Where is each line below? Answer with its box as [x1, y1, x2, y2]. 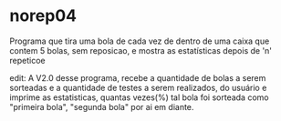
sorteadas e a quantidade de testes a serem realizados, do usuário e [9, 82, 267, 93]
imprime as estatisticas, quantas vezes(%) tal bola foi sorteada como [9, 92, 269, 103]
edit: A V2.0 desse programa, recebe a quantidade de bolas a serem [9, 72, 266, 83]
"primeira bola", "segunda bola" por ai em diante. [9, 101, 194, 112]
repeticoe [9, 55, 46, 66]
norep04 [9, 5, 78, 26]
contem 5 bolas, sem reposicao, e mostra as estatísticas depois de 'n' [9, 45, 272, 55]
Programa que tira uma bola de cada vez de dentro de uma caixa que [9, 35, 270, 46]
